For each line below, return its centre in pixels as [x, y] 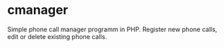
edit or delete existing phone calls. [57, 36]
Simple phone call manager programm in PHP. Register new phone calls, [112, 29]
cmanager [38, 10]
